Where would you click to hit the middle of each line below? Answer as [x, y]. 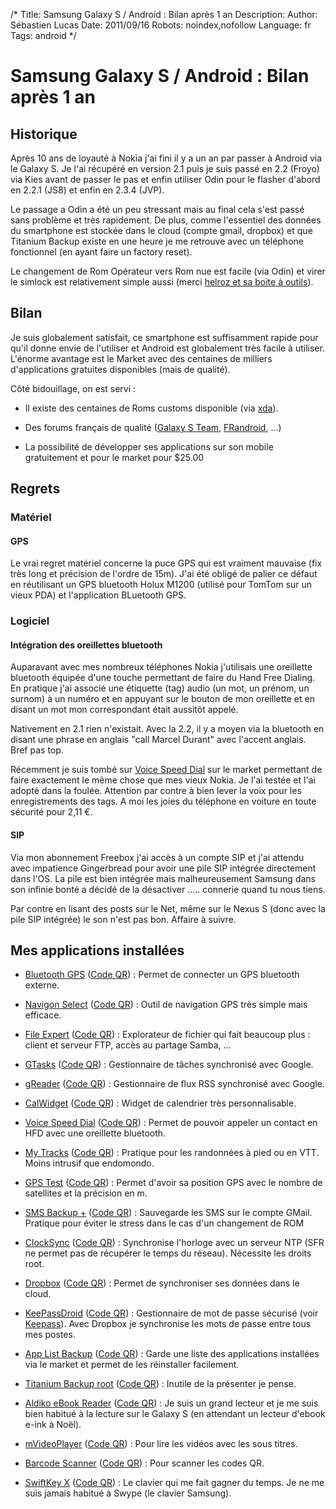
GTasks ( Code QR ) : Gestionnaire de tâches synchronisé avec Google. [169, 1065]
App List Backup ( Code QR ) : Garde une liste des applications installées [172, 1354]
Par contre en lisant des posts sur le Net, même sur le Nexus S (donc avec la [168, 908]
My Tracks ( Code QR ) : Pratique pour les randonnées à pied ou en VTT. [172, 1153]
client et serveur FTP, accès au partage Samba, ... [128, 1045]
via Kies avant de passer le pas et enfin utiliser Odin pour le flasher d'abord [165, 179]
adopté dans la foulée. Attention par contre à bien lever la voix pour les [156, 791]
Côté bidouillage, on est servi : [73, 388]
